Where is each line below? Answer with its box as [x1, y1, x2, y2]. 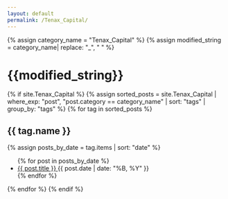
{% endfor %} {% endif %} [7, 185, 84, 193]
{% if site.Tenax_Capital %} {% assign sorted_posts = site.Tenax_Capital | [7, 90, 217, 98]
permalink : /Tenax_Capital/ [7, 17, 89, 24]
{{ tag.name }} [7, 125, 71, 137]
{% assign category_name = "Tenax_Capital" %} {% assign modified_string [7, 35, 222, 44]
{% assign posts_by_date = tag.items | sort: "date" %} [7, 144, 161, 152]
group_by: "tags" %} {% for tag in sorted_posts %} [7, 105, 152, 113]
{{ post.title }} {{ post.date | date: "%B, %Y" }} [17, 164, 150, 173]
